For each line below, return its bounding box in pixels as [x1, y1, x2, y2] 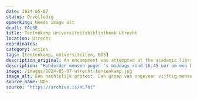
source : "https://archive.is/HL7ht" [6, 84, 96, 90]
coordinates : [6, 41, 38, 47]
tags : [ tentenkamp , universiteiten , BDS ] [6, 52, 109, 58]
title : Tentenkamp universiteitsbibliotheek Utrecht [6, 30, 138, 36]
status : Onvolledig [6, 14, 54, 20]
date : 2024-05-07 [6, 8, 49, 15]
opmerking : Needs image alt [6, 19, 75, 25]
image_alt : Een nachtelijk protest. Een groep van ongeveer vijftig [6, 73, 177, 79]
